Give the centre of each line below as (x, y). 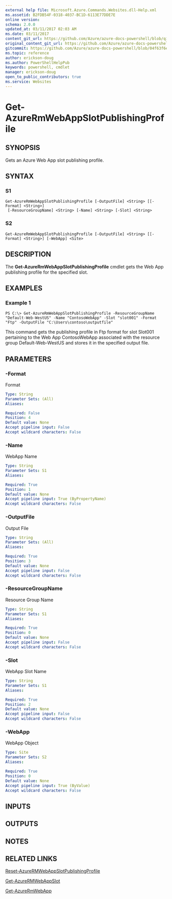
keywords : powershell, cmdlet (38, 67)
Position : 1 (18, 489)
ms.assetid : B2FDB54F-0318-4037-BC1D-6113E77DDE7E (60, 15)
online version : (23, 20)
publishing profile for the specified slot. (47, 272)
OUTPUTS (22, 824)
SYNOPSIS (23, 148)
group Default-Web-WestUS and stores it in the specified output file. (77, 343)
